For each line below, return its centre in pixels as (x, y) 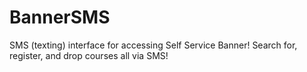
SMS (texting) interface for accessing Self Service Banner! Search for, (153, 45)
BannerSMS (60, 17)
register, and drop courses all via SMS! (89, 55)
